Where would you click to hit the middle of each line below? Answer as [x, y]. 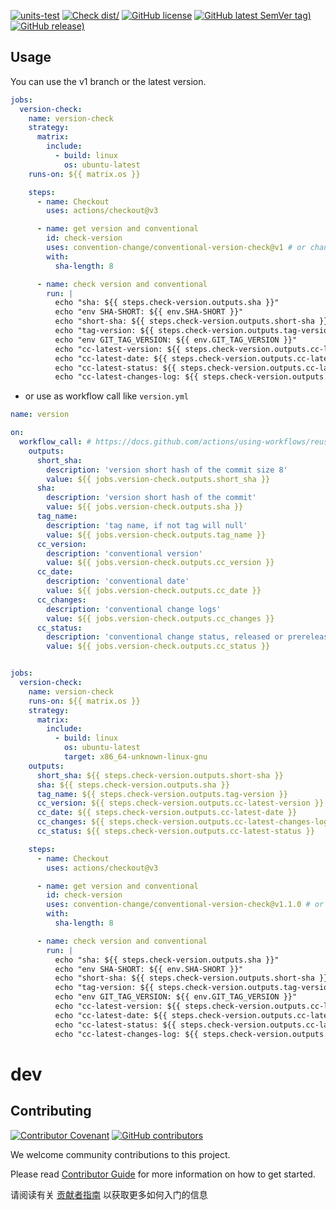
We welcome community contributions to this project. [120, 1154]
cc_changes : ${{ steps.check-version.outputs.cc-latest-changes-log [182, 822]
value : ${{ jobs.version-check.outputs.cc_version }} [160, 563]
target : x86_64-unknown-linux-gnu [135, 757]
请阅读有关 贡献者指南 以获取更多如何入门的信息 [109, 1194]
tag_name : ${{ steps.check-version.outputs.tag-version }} [162, 794]
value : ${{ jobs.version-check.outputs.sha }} [145, 507]
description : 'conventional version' [124, 553]
